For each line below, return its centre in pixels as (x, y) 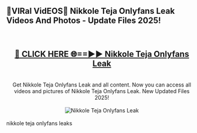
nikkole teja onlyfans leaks (39, 123)
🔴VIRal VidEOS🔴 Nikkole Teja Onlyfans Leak (91, 11)
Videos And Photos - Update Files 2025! (84, 21)
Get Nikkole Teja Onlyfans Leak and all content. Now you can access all (102, 85)
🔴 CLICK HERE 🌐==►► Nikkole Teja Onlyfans (102, 54)
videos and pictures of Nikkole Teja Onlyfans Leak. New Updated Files (102, 91)
